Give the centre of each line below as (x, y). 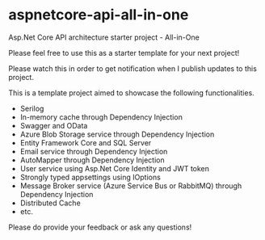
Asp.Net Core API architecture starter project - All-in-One (104, 37)
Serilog (32, 108)
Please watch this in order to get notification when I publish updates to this (132, 68)
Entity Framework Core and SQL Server (86, 142)
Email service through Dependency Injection (94, 151)
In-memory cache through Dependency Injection (101, 117)
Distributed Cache (50, 203)
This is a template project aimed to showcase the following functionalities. (131, 93)
